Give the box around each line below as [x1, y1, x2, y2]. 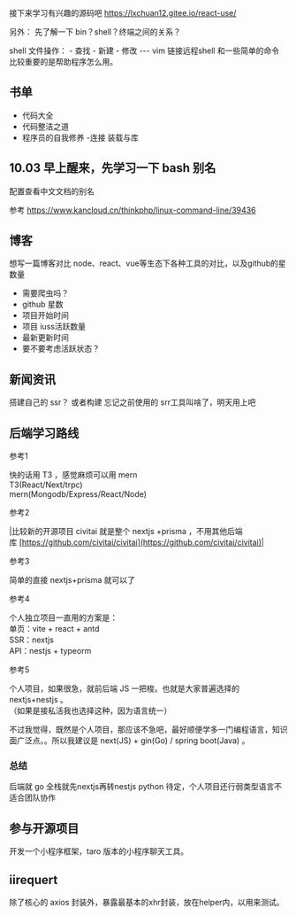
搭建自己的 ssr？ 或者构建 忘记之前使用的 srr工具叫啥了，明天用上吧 [9, 397, 256, 408]
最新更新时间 [21, 332, 69, 343]
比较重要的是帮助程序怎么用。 [9, 57, 118, 66]
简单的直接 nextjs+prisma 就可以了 [9, 575, 135, 586]
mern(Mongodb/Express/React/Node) [9, 489, 148, 500]
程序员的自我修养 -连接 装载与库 [21, 132, 140, 143]
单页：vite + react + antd [9, 624, 100, 634]
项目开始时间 [21, 310, 69, 321]
